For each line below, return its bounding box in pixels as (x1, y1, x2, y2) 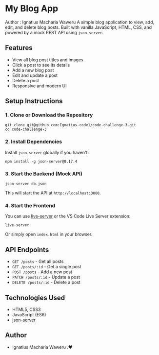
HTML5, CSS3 (12, 307, 41, 312)
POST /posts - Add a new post (12, 269, 72, 275)
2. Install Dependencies (5, 138, 62, 145)
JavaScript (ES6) (12, 311, 46, 317)
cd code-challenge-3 (5, 127, 47, 132)
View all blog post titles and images (12, 57, 84, 63)
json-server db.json (5, 182, 47, 187)
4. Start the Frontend (5, 202, 56, 209)
